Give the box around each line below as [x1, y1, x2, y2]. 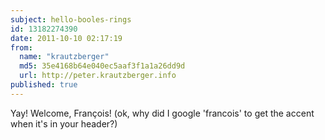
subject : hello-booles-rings [10, 14, 132, 25]
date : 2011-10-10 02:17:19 [10, 33, 123, 43]
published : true [10, 80, 78, 90]
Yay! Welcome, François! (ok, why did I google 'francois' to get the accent [10, 107, 315, 119]
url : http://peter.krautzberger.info [19, 71, 177, 81]
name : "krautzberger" [19, 52, 110, 62]
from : [10, 42, 33, 53]
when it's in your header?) [10, 117, 118, 130]
